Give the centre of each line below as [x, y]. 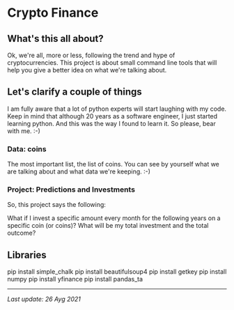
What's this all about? [56, 39]
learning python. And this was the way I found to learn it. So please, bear [111, 123]
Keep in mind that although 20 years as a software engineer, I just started [112, 116]
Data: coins [27, 149]
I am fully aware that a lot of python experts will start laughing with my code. [117, 109]
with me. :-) [24, 131]
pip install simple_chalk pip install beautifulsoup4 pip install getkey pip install [117, 272]
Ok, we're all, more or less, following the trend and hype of [91, 55]
